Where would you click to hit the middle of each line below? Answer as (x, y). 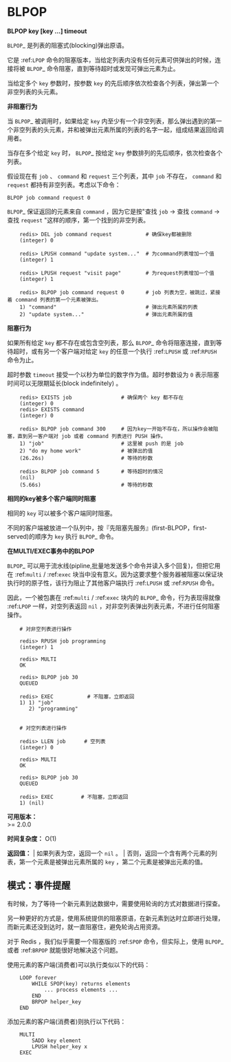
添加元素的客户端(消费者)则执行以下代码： (67, 1021)
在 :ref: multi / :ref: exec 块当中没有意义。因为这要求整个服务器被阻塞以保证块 (115, 574)
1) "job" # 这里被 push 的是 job (102, 444)
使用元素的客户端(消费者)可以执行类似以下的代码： (79, 964)
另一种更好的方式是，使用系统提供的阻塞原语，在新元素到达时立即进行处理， (115, 918)
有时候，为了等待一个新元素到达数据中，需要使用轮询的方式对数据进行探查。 (115, 904)
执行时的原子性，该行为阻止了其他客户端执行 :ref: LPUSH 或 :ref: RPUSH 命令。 (113, 583)
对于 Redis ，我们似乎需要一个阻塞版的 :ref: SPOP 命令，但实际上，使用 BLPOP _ (115, 941)
